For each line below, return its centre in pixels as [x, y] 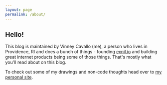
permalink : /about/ [25, 14]
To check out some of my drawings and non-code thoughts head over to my [83, 72]
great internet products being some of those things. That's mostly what [78, 57]
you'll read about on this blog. [36, 62]
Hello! [14, 35]
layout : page [19, 10]
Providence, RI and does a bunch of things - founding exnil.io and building [81, 52]
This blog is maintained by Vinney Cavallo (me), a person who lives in [77, 46]
